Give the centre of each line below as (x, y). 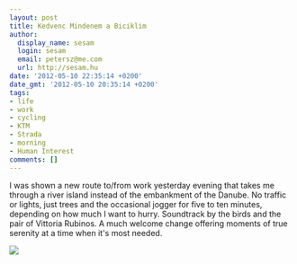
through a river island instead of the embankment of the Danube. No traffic (148, 195)
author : (24, 34)
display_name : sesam (56, 43)
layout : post (34, 18)
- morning (28, 143)
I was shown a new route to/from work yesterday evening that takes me (142, 185)
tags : (19, 92)
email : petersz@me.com (60, 59)
